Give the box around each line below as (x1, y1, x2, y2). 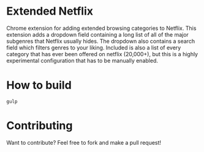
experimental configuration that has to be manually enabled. (6, 57, 158, 64)
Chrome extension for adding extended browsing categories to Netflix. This (6, 24, 197, 32)
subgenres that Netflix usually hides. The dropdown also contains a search (6, 37, 195, 45)
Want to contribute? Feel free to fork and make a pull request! (6, 139, 161, 146)
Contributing (6, 119, 73, 132)
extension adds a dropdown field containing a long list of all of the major (6, 31, 189, 38)
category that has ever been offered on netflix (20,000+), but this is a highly (6, 50, 198, 57)
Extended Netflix (6, 4, 94, 18)
